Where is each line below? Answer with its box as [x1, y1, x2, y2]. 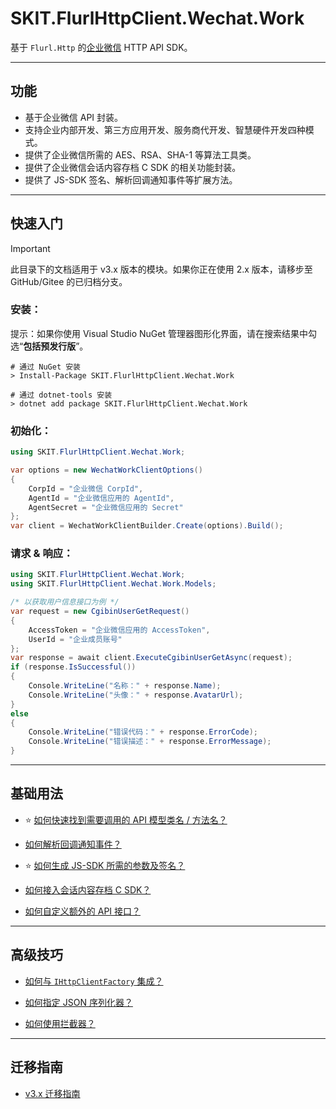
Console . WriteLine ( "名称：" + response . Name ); [28, 681, 222, 691]
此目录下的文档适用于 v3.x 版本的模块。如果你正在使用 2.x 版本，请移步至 [10, 263, 313, 275]
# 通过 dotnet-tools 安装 [10, 390, 113, 400]
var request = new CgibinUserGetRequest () [10, 607, 190, 617]
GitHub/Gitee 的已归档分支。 [10, 275, 128, 287]
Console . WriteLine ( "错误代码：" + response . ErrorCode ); [28, 727, 259, 737]
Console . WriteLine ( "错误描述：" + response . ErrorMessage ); [28, 737, 272, 747]
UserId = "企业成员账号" [28, 634, 123, 644]
